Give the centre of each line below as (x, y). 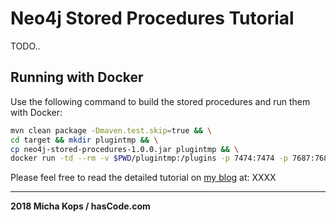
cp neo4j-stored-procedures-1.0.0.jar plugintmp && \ (125, 149)
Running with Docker (77, 77)
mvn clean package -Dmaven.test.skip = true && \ (111, 130)
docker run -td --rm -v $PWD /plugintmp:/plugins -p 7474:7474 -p (149, 158)
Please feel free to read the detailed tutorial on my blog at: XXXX (143, 178)
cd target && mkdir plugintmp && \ (84, 140)
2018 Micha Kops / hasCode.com (80, 206)
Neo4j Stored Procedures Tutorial (152, 18)
